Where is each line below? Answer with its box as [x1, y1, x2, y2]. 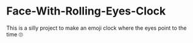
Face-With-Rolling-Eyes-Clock [6, 4, 166, 18]
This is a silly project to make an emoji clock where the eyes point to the [6, 24, 187, 31]
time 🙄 [6, 30, 23, 38]
